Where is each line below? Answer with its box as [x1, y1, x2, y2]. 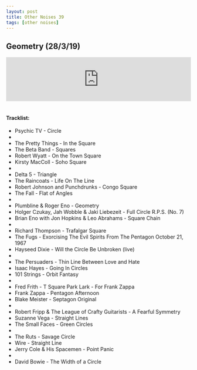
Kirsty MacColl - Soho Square [14, 159, 87, 166]
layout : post [6, 8, 38, 15]
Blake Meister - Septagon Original [14, 296, 97, 303]
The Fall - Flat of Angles [14, 190, 73, 197]
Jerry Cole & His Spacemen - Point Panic [14, 346, 114, 353]
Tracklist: [6, 114, 30, 121]
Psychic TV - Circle [14, 127, 62, 134]
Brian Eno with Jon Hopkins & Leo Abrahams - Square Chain [14, 215, 161, 222]
